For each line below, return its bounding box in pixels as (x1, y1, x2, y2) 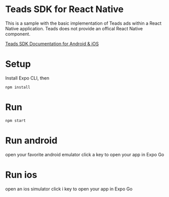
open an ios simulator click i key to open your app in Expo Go (5, 185, 133, 192)
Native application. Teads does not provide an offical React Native (5, 25, 143, 31)
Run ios (5, 169, 37, 180)
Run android (5, 135, 58, 146)
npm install (5, 85, 30, 90)
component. (5, 31, 30, 37)
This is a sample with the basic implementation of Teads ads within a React (5, 20, 162, 26)
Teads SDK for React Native (5, 4, 124, 15)
